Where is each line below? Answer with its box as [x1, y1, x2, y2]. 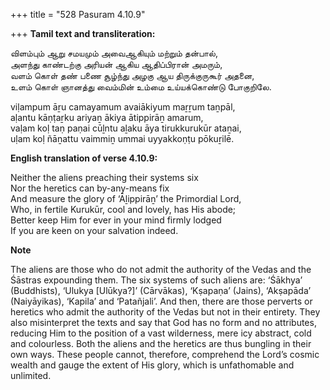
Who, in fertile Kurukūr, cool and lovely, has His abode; [10, 204, 237, 215]
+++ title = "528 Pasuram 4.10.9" [10, 9, 146, 20]
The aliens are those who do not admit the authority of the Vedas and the [10, 264, 312, 275]
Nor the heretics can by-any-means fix [10, 182, 170, 194]
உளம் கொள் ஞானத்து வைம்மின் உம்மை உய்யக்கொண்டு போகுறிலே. [10, 81, 272, 93]
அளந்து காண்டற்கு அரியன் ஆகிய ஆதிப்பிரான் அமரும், [10, 59, 223, 70]
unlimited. [10, 370, 52, 381]
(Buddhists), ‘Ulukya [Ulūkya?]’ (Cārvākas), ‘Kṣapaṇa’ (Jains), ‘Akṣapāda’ [10, 285, 312, 296]
